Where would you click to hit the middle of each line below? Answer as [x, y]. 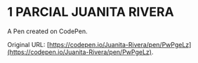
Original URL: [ [28, 44]
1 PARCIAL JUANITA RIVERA [91, 12]
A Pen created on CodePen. [47, 31]
